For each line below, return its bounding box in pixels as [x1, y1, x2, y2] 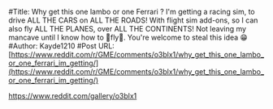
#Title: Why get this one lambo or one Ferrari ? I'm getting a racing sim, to [8, 7, 256, 16]
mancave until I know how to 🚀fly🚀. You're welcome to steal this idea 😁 [8, 32, 248, 42]
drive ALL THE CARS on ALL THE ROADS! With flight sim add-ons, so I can [8, 15, 258, 25]
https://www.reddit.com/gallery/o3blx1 [8, 91, 137, 100]
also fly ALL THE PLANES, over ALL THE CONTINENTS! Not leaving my [8, 24, 246, 33]
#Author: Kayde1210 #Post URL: [8, 41, 115, 51]
